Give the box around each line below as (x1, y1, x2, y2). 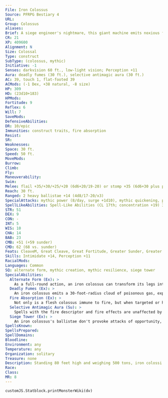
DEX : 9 (5, 212, 19, 217)
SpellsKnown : (5, 323, 32, 328)
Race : (5, 365, 16, 370)
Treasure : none (5, 356, 37, 361)
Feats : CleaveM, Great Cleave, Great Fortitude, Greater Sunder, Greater (5, 249, 162, 254)
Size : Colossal (5, 49, 37, 54)
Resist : (5, 133, 21, 138)
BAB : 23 (5, 235, 21, 240)
